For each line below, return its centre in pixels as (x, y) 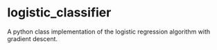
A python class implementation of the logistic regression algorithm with (109, 32)
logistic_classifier (59, 13)
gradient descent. (32, 38)
